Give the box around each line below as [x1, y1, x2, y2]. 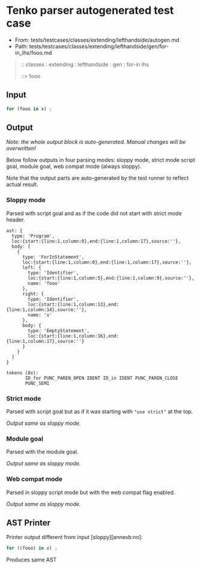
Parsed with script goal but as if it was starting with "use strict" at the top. [6, 408, 193, 415]
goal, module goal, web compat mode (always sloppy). [6, 163, 142, 170]
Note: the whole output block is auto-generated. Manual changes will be [6, 138, 186, 146]
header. [6, 216, 25, 223]
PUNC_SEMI [25, 380, 50, 386]
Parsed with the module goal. [6, 448, 79, 455]
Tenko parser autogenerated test [6, 4, 174, 17]
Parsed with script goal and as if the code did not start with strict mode [6, 209, 182, 217]
